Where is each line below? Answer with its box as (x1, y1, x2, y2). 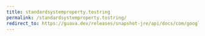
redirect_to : (6, 20, 40, 26)
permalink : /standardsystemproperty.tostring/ (6, 15, 127, 21)
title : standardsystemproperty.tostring (6, 9, 111, 15)
